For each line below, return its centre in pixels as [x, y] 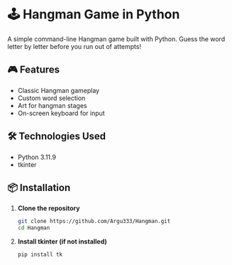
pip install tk [40, 255]
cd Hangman [34, 228]
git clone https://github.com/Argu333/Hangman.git [94, 222]
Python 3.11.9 [37, 157]
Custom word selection [51, 98]
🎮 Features [34, 70]
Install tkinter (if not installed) [62, 242]
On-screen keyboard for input [61, 113]
